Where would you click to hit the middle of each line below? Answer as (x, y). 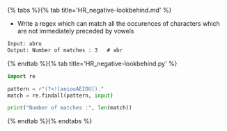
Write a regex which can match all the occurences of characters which (119, 23)
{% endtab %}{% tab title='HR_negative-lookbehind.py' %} (92, 63)
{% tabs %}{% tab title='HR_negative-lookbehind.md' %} (89, 10)
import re (22, 76)
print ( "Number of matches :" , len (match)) (70, 108)
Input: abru (24, 44)
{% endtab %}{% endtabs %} (50, 121)
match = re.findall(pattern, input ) (60, 95)
